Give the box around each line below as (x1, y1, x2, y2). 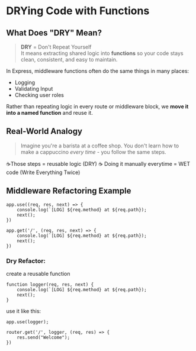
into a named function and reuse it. (6, 110, 93, 116)
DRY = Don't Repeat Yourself (20, 43, 92, 50)
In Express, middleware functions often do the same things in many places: (6, 67, 189, 75)
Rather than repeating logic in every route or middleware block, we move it (6, 103, 189, 110)
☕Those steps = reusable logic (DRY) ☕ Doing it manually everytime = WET (6, 160, 191, 167)
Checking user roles (14, 92, 64, 98)
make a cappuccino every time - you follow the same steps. (20, 148, 167, 155)
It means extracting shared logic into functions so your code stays (20, 50, 184, 57)
